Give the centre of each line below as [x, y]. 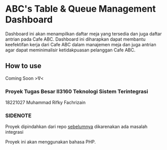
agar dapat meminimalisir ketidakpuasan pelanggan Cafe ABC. [70, 50]
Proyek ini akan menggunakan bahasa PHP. [51, 142]
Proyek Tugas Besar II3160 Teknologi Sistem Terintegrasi [77, 91]
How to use [23, 66]
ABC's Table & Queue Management [80, 9]
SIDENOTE [18, 115]
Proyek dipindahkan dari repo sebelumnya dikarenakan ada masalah [76, 127]
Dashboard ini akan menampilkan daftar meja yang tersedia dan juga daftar [83, 34]
